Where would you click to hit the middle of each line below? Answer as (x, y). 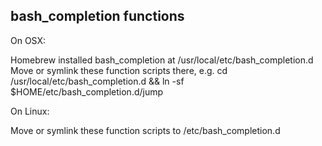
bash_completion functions (97, 16)
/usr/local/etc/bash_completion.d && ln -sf (97, 81)
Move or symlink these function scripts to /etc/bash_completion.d (145, 130)
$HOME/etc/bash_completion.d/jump (87, 91)
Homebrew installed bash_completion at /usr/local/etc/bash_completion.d (162, 60)
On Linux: (30, 111)
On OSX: (28, 40)
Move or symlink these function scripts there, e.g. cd (119, 70)
